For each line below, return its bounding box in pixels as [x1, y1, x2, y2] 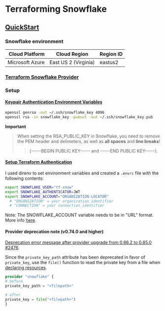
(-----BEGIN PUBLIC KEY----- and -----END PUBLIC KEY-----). [29, 148, 158, 154]
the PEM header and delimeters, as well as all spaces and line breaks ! [17, 138, 161, 144]
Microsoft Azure [7, 59, 45, 66]
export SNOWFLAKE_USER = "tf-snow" [5, 185, 74, 190]
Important [5, 123, 26, 129]
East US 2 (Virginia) [49, 59, 95, 66]
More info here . [5, 217, 36, 223]
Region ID [99, 50, 123, 57]
